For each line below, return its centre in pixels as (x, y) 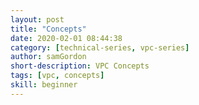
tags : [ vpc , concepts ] (57, 76)
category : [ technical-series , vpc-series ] (100, 47)
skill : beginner (44, 85)
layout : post (37, 19)
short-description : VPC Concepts (80, 66)
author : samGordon (48, 57)
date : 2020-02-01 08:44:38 (66, 38)
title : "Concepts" (48, 29)
